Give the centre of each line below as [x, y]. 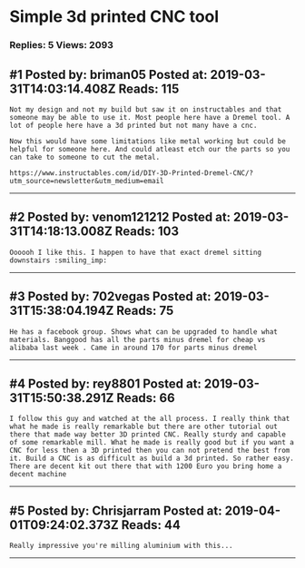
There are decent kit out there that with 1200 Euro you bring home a [146, 466]
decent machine [38, 475]
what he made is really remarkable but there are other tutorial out [144, 427]
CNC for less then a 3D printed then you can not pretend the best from [150, 451]
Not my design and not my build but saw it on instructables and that [146, 109]
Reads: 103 [147, 232]
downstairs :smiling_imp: [58, 260]
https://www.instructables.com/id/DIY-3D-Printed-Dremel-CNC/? [132, 173]
